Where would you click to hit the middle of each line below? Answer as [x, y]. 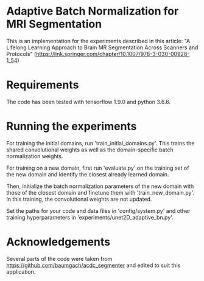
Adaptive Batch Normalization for [93, 11]
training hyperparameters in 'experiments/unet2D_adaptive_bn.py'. [90, 217]
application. [21, 271]
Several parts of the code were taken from [59, 258]
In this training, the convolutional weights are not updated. [79, 199]
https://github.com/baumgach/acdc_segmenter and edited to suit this [93, 265]
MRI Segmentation [54, 24]
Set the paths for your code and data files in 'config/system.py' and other [98, 210]
